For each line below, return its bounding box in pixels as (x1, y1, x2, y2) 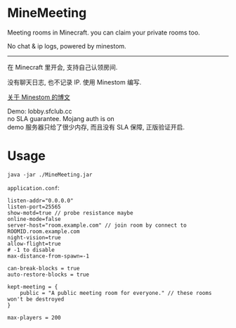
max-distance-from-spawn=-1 (7, 252, 90, 260)
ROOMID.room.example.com (7, 227, 80, 235)
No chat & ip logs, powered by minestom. (7, 42, 126, 50)
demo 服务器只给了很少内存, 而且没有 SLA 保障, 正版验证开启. (7, 122, 185, 131)
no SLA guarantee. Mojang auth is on (7, 114, 114, 122)
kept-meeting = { (7, 283, 58, 290)
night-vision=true (7, 234, 61, 241)
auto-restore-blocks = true (7, 271, 90, 278)
